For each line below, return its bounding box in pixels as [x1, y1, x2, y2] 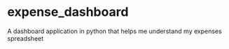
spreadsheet [7, 34, 44, 42]
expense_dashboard [7, 4, 129, 20]
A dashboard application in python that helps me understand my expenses [7, 27, 222, 35]
